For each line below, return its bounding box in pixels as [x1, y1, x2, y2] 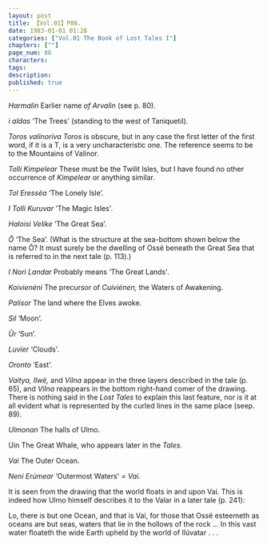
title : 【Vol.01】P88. [8, 19, 82, 27]
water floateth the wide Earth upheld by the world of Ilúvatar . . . [8, 527, 219, 537]
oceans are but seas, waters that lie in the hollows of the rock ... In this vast [8, 519, 257, 528]
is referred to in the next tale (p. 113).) [8, 251, 132, 261]
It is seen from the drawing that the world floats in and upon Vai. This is [8, 487, 243, 496]
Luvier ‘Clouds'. [8, 344, 60, 354]
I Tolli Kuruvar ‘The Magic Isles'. [8, 203, 114, 213]
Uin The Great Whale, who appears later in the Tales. [8, 440, 182, 450]
